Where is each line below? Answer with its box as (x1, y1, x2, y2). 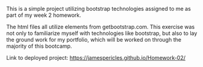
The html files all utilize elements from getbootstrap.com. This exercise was (6, 24, 195, 30)
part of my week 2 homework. (6, 11, 82, 19)
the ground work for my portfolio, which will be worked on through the (6, 36, 182, 43)
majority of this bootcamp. (6, 42, 73, 49)
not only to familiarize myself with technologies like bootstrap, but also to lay (6, 30, 198, 37)
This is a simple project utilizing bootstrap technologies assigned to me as (6, 5, 191, 12)
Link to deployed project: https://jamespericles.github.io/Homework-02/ (6, 54, 186, 61)
